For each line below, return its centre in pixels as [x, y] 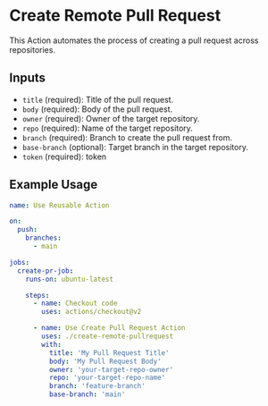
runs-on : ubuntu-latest [70, 279]
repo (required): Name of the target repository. [108, 128]
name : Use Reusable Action [59, 205]
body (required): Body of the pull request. [97, 109]
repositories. [33, 49]
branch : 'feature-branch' [97, 386]
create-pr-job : [46, 271]
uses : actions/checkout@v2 [92, 312]
